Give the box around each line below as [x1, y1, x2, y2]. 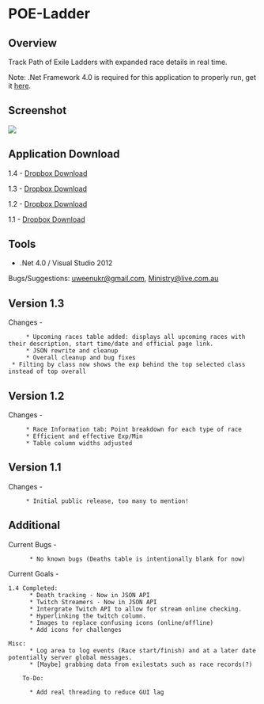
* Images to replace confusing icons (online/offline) [28, 618, 214, 626]
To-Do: [22, 674, 44, 682]
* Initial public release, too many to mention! [25, 497, 190, 505]
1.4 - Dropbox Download [8, 168, 88, 178]
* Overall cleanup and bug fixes [25, 354, 136, 362]
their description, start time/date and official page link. [8, 340, 214, 348]
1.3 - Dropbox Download [8, 184, 87, 193]
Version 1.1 [8, 461, 62, 474]
